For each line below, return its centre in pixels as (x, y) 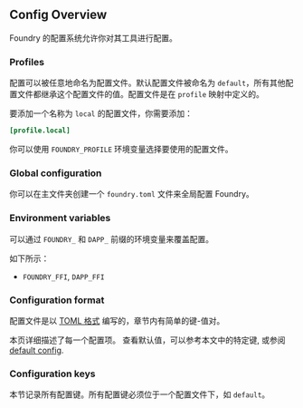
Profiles (27, 62)
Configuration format (57, 300)
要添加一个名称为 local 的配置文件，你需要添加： (101, 113)
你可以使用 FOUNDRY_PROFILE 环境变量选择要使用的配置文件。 (121, 149)
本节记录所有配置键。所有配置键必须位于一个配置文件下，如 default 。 (140, 394)
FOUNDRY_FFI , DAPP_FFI (63, 277)
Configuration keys (52, 374)
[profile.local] (40, 131)
